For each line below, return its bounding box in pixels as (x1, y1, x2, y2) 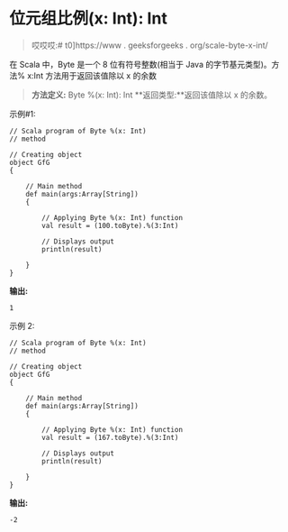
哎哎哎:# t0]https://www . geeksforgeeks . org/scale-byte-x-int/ (31, 40, 268, 50)
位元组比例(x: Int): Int (9, 8, 168, 29)
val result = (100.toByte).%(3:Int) (41, 221, 179, 230)
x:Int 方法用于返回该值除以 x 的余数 (26, 69, 157, 81)
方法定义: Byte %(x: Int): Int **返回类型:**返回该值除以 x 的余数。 (31, 89, 273, 100)
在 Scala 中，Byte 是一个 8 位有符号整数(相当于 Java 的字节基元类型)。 (9, 59, 272, 69)
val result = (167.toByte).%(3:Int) (41, 433, 179, 442)
